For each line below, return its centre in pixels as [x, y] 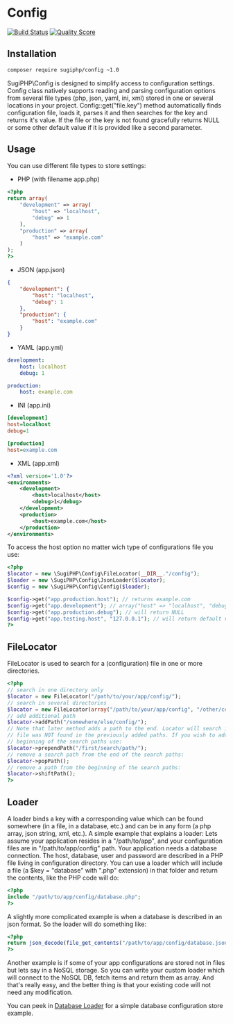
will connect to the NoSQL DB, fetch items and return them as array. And [111, 977]
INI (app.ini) [34, 405]
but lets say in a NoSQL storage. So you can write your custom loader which [116, 971]
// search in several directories [57, 703]
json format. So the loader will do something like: [77, 924]
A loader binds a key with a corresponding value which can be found [105, 819]
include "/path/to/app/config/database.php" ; [74, 897]
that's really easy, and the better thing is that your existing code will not [109, 985]
